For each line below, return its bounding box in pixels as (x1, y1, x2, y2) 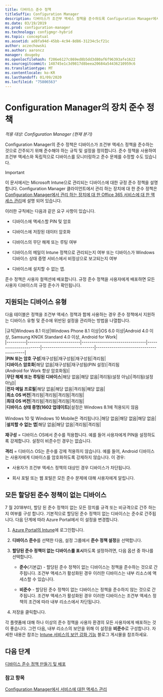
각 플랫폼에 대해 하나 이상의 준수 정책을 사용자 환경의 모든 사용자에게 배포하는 (5, 620, 151, 626)
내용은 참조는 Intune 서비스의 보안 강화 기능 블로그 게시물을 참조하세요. (14, 632, 148, 638)
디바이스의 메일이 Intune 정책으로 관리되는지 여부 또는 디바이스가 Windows (12, 249, 155, 255)
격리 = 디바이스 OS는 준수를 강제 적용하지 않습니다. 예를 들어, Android (5, 448, 138, 454)
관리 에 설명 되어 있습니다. (14, 197, 62, 203)
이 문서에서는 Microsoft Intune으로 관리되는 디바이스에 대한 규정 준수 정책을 (5, 179, 149, 185)
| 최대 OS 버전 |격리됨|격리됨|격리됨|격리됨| (5, 398, 84, 404)
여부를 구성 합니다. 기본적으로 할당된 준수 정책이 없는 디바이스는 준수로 (10, 511, 144, 517)
